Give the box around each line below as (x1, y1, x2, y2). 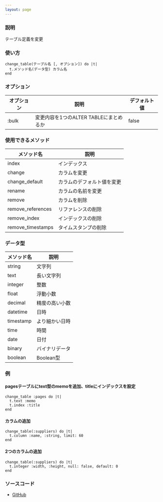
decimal (7, 299, 26, 306)
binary (7, 345, 22, 352)
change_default (7, 178, 43, 185)
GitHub (12, 491, 27, 497)
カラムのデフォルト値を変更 (58, 178, 121, 185)
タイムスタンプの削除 (58, 224, 107, 231)
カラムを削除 (58, 197, 87, 204)
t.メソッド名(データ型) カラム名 (9, 67, 67, 72)
